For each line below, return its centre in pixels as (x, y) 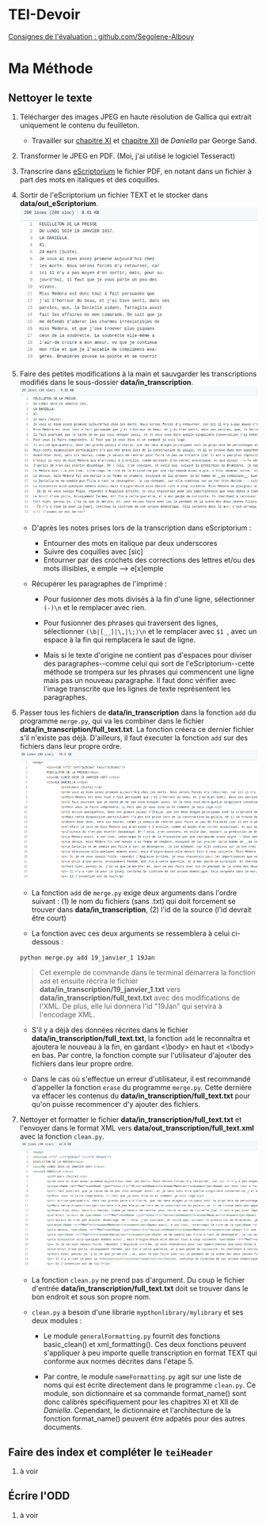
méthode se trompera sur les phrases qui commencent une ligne (149, 672)
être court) (49, 918)
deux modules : (57, 1321)
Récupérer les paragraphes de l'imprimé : (99, 583)
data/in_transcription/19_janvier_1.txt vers (110, 990)
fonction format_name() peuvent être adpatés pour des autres (144, 1419)
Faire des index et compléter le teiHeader (111, 1452)
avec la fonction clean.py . (62, 1137)
